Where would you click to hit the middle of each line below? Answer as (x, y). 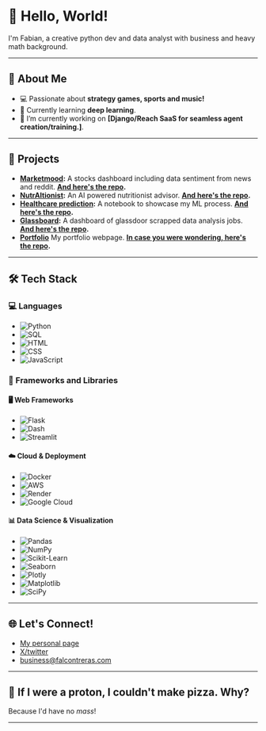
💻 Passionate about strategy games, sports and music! (112, 98)
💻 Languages (35, 306)
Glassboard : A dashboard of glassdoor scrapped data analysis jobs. (131, 220)
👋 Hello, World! (58, 16)
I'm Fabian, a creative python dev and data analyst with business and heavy (132, 38)
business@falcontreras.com (66, 660)
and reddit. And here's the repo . (73, 186)
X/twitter (34, 651)
